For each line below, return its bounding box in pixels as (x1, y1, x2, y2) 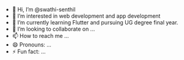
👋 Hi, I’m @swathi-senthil (12, 6, 76, 13)
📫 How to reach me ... (12, 32, 69, 39)
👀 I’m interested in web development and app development (12, 12, 161, 20)
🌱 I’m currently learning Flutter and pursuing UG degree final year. (12, 19, 178, 26)
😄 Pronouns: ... (12, 41, 52, 48)
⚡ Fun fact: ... (12, 48, 46, 55)
